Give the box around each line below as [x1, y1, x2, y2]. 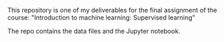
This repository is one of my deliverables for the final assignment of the [7, 6, 218, 14]
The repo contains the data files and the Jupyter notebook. [7, 27, 180, 35]
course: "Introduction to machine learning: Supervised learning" [7, 13, 195, 22]
